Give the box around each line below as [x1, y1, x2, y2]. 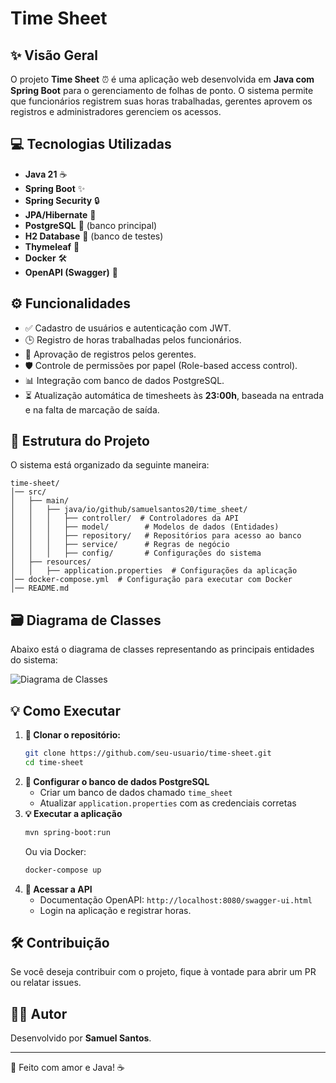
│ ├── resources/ [10, 557, 92, 567]
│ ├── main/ [10, 496, 70, 506]
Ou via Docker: [24, 845, 87, 857]
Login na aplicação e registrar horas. [39, 904, 192, 916]
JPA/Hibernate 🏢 [24, 208, 97, 221]
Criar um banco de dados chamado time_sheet [39, 786, 233, 798]
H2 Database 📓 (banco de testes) [24, 230, 164, 242]
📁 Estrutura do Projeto [10, 433, 150, 450]
